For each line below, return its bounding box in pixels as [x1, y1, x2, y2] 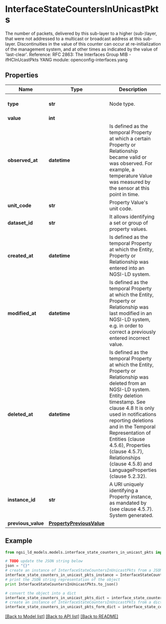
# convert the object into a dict [5, 591, 77, 596]
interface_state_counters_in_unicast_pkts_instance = [5, 572, 119, 578]
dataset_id [7, 219, 33, 226]
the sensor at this [109, 184, 150, 191]
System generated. [109, 511, 154, 518]
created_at [7, 252, 34, 259]
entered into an [109, 264, 145, 271]
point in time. [109, 191, 140, 198]
